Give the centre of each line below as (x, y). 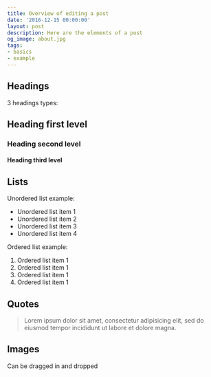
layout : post (26, 26)
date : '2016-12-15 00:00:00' (49, 20)
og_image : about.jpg (37, 39)
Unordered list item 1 (46, 212)
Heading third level (35, 160)
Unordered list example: (41, 198)
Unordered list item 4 (47, 234)
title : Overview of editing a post (58, 13)
